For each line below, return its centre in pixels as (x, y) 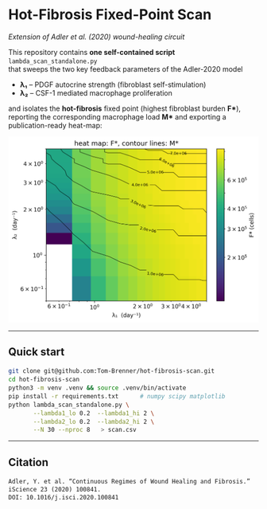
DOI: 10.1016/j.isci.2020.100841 (64, 498)
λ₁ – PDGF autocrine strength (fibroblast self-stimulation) (113, 84)
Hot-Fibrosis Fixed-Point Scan (110, 15)
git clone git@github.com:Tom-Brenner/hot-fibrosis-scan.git (112, 371)
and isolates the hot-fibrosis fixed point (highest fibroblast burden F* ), (124, 108)
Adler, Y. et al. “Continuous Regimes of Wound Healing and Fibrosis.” (129, 482)
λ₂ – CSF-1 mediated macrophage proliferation (96, 92)
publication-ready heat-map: (55, 125)
